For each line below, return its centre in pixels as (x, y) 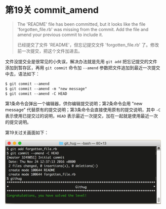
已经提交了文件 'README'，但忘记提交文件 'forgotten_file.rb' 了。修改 (88, 44)
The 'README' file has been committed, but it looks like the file (81, 24)
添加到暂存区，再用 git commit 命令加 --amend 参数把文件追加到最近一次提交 (83, 68)
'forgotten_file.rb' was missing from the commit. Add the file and (83, 29)
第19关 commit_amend (52, 10)
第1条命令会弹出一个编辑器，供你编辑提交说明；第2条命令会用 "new (74, 103)
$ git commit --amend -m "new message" (46, 89)
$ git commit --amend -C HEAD (36, 94)
